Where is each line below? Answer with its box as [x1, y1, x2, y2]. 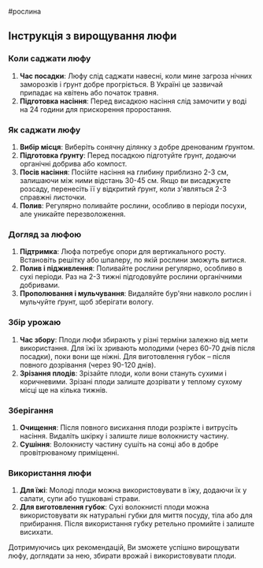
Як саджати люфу [8, 124, 81, 135]
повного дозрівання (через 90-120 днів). [19, 360, 156, 369]
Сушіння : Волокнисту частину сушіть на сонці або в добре [19, 439, 219, 449]
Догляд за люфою [8, 229, 82, 240]
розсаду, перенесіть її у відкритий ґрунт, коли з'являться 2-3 [19, 184, 227, 193]
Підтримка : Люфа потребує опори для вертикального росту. [19, 247, 226, 256]
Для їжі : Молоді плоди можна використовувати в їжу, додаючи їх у [19, 485, 247, 495]
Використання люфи [8, 467, 92, 478]
